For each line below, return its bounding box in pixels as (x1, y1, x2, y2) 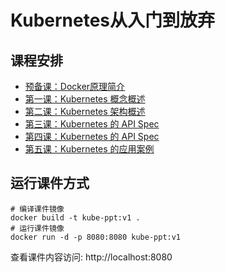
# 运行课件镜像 (10, 223, 65, 233)
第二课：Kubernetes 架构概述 (24, 106, 146, 117)
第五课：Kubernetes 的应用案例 (24, 143, 155, 155)
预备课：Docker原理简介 (24, 81, 126, 92)
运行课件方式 (10, 175, 90, 192)
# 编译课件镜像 (10, 204, 65, 214)
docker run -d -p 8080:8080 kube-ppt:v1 (10, 232, 182, 242)
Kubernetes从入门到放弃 (10, 9, 216, 32)
